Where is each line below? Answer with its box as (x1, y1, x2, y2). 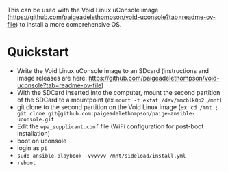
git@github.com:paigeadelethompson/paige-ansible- (47, 110, 196, 117)
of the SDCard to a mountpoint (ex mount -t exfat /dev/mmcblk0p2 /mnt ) (16, 96, 223, 104)
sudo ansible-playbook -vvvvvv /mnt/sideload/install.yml (16, 152, 186, 159)
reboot (16, 160, 36, 167)
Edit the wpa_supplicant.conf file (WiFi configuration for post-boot (16, 122, 204, 130)
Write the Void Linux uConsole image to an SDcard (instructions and (16, 66, 210, 74)
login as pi (16, 143, 48, 152)
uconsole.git (16, 116, 55, 123)
